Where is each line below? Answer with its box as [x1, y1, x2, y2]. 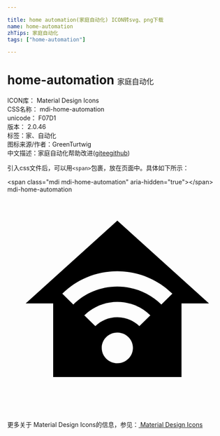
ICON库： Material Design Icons [7, 96, 99, 105]
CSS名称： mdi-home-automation [7, 105, 105, 114]
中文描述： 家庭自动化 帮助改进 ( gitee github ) [7, 149, 131, 158]
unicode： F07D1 [7, 114, 57, 123]
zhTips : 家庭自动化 [7, 29, 59, 36]
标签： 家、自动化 [7, 131, 57, 140]
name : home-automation [7, 22, 73, 30]
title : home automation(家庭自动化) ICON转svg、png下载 [7, 16, 164, 23]
